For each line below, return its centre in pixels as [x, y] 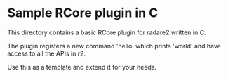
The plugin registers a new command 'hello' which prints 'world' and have [114, 46]
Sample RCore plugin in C [83, 13]
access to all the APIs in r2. [47, 53]
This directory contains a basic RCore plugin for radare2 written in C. [107, 32]
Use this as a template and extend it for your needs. [82, 67]
